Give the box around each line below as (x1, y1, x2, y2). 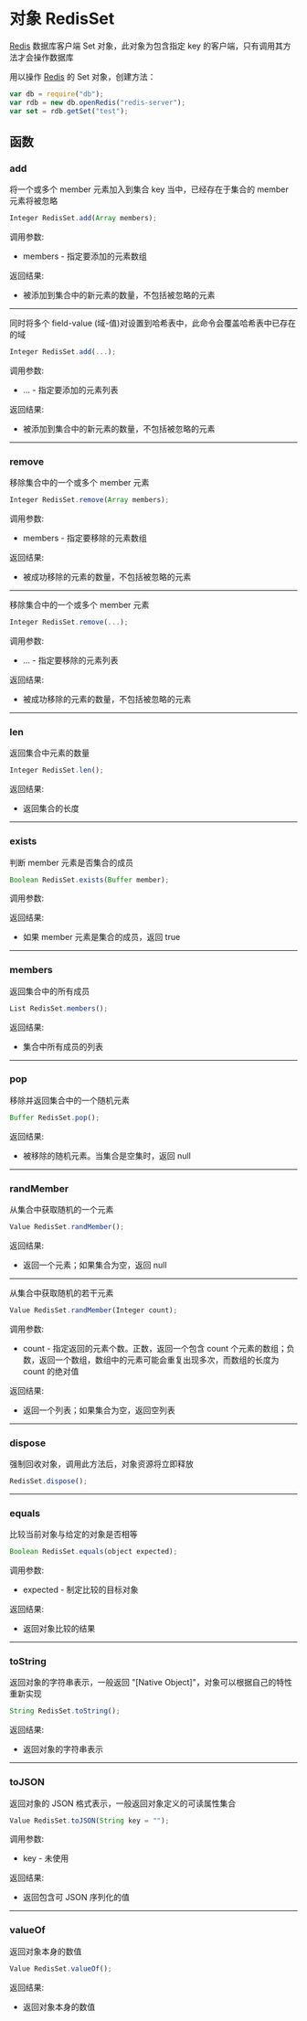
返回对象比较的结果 (22, 1623, 96, 1634)
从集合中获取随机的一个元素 (9, 1204, 114, 1215)
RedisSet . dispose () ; (9, 1477, 89, 1486)
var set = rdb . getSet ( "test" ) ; (9, 106, 129, 115)
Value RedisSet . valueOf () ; (9, 1963, 112, 1973)
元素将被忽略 (9, 196, 58, 207)
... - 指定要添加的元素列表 (22, 385, 119, 395)
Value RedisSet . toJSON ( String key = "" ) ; (9, 1816, 170, 1825)
